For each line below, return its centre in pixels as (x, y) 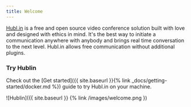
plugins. (15, 52)
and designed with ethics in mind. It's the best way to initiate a (81, 34)
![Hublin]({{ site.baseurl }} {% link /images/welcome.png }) (77, 98)
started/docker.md (28, 86)
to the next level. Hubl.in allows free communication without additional (91, 47)
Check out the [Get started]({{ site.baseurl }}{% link (68, 80)
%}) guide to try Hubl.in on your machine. (102, 86)
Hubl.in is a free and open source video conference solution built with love (95, 28)
